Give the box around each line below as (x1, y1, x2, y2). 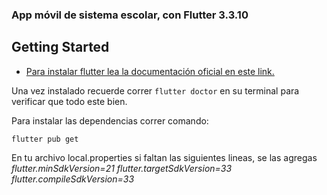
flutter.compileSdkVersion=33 (11, 173, 135, 185)
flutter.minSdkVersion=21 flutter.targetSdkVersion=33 (11, 162, 233, 174)
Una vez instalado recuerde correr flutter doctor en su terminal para (11, 84, 300, 97)
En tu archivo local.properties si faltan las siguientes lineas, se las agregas (11, 151, 318, 163)
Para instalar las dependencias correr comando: (11, 114, 209, 127)
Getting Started (11, 39, 110, 56)
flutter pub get (11, 134, 79, 144)
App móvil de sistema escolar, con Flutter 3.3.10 (11, 8, 249, 22)
